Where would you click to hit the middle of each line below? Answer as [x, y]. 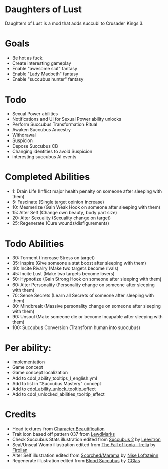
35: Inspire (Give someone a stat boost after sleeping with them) [79, 263]
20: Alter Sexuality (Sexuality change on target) [61, 218]
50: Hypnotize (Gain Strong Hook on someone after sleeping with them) [87, 279]
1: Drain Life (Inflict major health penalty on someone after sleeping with [87, 191]
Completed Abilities [47, 177]
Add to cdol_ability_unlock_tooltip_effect [54, 389]
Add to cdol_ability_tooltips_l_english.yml [54, 378]
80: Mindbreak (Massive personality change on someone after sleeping [87, 306]
